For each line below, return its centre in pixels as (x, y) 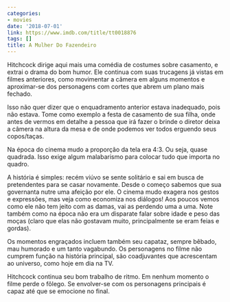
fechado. (20, 94)
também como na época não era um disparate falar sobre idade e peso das (114, 214)
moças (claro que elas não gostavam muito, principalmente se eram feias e (113, 221)
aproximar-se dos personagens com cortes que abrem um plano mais (106, 87)
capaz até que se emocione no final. (58, 291)
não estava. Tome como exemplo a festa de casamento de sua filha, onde (112, 114)
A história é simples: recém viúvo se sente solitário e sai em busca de (105, 177)
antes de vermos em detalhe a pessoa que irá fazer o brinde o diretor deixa (114, 122)
